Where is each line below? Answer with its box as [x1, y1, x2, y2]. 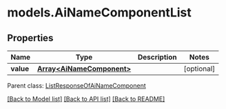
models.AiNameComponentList [7, 5, 192, 21]
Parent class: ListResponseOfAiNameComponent [7, 82, 146, 90]
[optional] [183, 64, 216, 73]
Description [137, 53, 177, 62]
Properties [7, 32, 54, 44]
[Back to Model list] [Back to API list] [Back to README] [7, 95, 165, 103]
